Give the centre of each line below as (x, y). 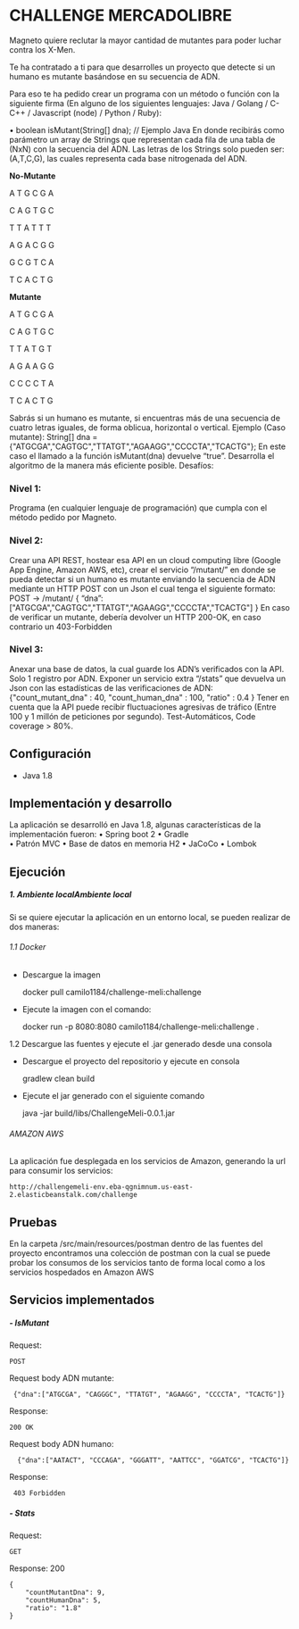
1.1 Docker (28, 947)
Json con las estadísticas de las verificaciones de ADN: (111, 687)
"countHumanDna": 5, (63, 1600)
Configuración (50, 754)
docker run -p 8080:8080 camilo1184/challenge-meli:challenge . (141, 1026)
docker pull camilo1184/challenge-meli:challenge (112, 993)
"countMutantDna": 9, (65, 1593)
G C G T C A (32, 262)
